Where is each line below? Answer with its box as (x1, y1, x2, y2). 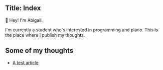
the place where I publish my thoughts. (5, 32, 85, 38)
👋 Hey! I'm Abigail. (5, 17, 43, 23)
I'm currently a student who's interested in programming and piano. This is (5, 27, 159, 33)
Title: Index (5, 4, 41, 12)
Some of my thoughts (5, 47, 74, 55)
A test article (12, 60, 39, 66)
